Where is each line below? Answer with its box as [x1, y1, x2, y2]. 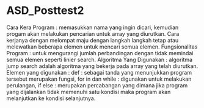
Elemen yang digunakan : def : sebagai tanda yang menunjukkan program [6, 69, 192, 76]
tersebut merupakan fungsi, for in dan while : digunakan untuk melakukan [6, 75, 192, 83]
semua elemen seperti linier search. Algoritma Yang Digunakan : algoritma [6, 56, 193, 63]
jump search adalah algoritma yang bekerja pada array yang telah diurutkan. [6, 62, 199, 70]
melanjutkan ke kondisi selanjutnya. [6, 95, 96, 102]
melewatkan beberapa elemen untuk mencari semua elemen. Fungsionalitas [6, 43, 198, 50]
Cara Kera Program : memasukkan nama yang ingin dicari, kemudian [6, 24, 179, 31]
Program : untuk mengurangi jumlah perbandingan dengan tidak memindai [6, 49, 194, 56]
